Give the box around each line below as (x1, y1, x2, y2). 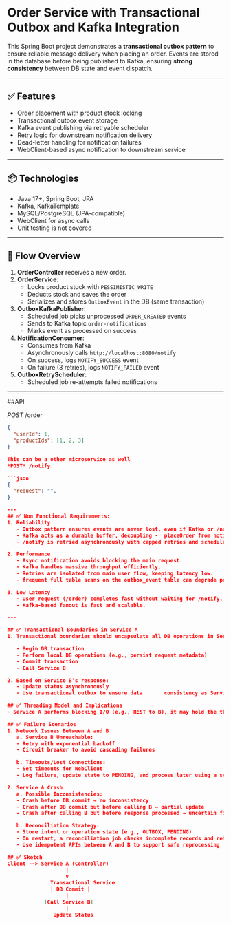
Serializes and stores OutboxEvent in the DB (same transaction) (27, 297, 205, 306)
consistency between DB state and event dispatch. (7, 64, 153, 72)
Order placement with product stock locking (16, 109, 142, 117)
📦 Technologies (7, 173, 79, 184)
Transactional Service (50, 880, 115, 886)
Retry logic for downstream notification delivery (16, 131, 153, 139)
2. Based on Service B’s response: (7, 677, 109, 684)
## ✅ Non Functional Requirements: (7, 513, 111, 520)
